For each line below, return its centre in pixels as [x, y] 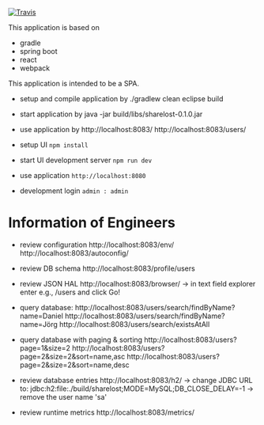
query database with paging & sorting [81, 340]
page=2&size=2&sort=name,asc [72, 356]
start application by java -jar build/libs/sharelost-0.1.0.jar [111, 114]
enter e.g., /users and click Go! [70, 292]
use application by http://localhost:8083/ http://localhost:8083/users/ [133, 129]
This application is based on [54, 27]
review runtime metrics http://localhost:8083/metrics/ [107, 412]
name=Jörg [38, 324]
